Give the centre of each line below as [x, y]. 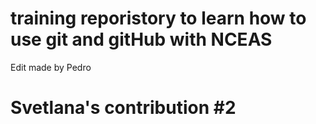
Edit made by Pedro [51, 67]
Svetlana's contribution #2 [123, 108]
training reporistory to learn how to [158, 18]
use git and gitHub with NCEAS [141, 39]
